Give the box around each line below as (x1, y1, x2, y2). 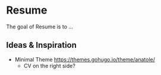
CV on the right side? (23, 62, 75, 69)
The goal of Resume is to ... (6, 23, 73, 30)
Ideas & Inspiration (6, 40, 77, 50)
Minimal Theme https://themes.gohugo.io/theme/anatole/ (14, 56, 156, 63)
